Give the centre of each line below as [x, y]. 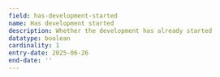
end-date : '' [30, 61]
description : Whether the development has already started [110, 30]
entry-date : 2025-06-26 [49, 53]
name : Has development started [61, 23]
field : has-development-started [63, 16]
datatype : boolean [39, 38]
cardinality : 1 [34, 46]
